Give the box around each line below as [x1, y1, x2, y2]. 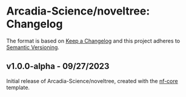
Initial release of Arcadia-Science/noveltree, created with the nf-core [6, 77, 178, 84]
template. [6, 84, 30, 91]
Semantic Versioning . [6, 44, 59, 51]
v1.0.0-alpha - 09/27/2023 [6, 61, 110, 72]
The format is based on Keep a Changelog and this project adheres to [6, 37, 181, 44]
